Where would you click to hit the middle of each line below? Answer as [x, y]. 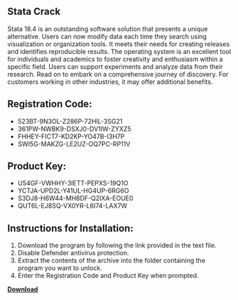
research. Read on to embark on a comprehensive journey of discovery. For [118, 74]
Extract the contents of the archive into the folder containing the [112, 261]
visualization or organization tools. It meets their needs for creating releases [119, 44]
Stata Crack [34, 12]
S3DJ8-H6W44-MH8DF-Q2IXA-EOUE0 [75, 198]
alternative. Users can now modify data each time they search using [107, 36]
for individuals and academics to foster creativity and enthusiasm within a [115, 59]
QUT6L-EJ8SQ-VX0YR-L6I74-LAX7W [72, 206]
